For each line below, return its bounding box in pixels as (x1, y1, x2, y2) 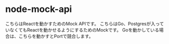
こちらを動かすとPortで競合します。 (18, 33, 94, 39)
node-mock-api (5, 3, 72, 15)
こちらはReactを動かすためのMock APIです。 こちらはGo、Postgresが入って (5, 20, 164, 26)
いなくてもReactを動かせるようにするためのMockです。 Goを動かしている (5, 26, 159, 33)
